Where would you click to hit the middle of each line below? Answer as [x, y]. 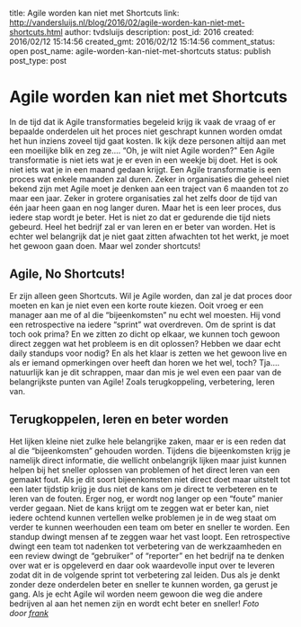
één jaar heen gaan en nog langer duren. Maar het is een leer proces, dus [145, 208]
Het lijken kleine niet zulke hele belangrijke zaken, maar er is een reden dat [147, 441]
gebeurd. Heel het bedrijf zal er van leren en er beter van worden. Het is [142, 226]
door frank [29, 613]
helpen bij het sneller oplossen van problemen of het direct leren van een [145, 470]
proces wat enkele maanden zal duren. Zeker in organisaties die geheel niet [149, 179]
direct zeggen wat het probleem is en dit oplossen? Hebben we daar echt [145, 343]
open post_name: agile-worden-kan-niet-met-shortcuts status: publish [140, 51]
